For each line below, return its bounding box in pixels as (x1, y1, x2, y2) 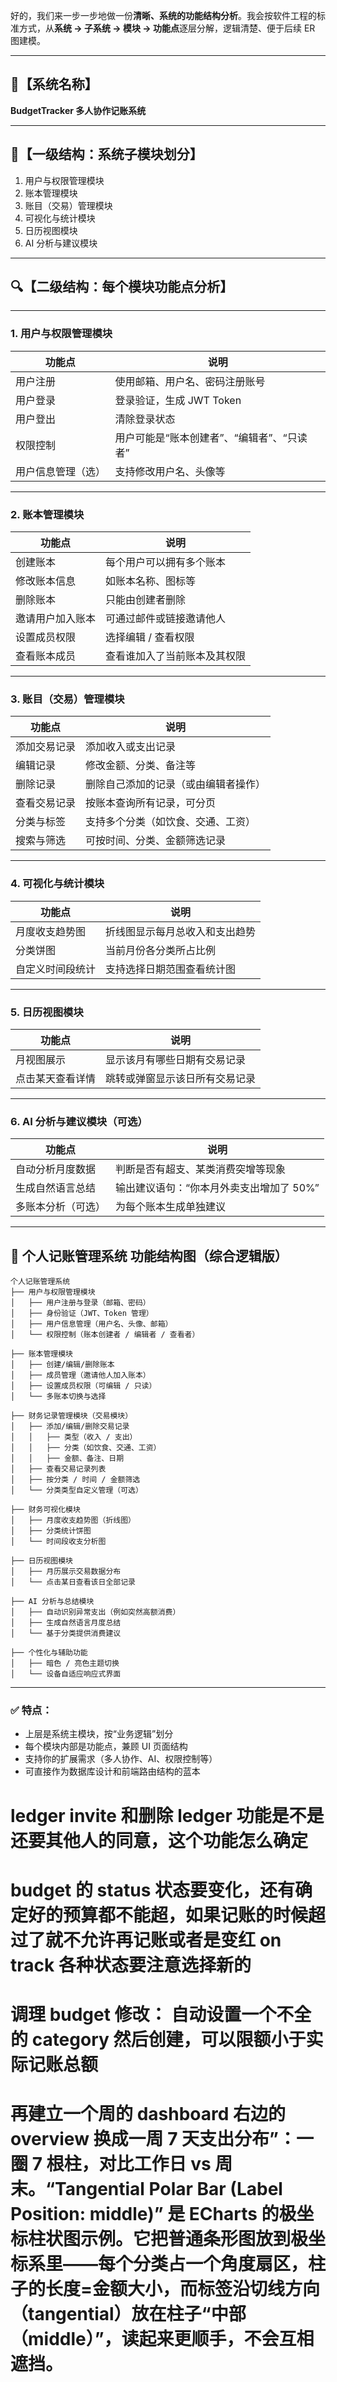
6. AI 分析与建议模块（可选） (10, 1114, 148, 1128)
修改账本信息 (15, 574, 77, 588)
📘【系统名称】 (10, 76, 98, 93)
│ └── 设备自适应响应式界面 (10, 1669, 122, 1679)
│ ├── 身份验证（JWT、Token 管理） (10, 1309, 154, 1319)
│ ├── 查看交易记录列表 (10, 1464, 107, 1474)
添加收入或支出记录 (85, 740, 177, 754)
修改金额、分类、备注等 (85, 759, 197, 773)
